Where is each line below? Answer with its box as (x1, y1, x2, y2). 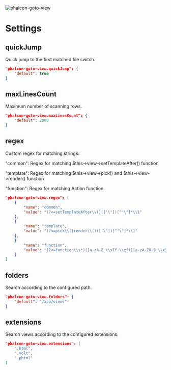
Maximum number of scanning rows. (5, 103, 82, 110)
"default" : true (14, 71, 49, 76)
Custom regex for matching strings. (5, 150, 80, 156)
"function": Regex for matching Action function (5, 185, 104, 191)
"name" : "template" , (23, 224, 67, 229)
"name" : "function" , (23, 243, 67, 248)
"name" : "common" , (23, 204, 63, 210)
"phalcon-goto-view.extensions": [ (5, 341, 81, 347)
